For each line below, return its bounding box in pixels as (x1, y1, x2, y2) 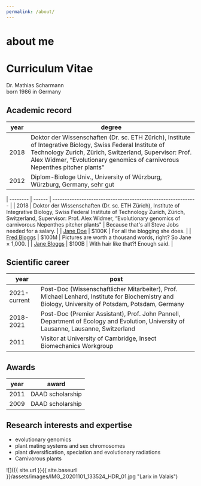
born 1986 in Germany (6, 88, 62, 95)
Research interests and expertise (6, 420, 133, 430)
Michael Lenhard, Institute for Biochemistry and (41, 292, 174, 301)
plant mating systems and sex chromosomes (14, 442, 126, 449)
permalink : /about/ (6, 8, 55, 15)
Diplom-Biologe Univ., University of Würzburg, (31, 173, 162, 181)
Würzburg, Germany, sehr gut (31, 180, 115, 188)
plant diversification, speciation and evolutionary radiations (14, 449, 161, 456)
